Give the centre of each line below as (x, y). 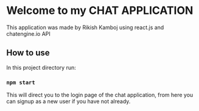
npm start (21, 82)
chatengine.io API (28, 33)
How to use (28, 53)
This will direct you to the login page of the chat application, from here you (100, 95)
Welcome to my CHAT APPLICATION (100, 11)
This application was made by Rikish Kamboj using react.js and (85, 27)
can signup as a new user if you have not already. (68, 101)
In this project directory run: (41, 67)
